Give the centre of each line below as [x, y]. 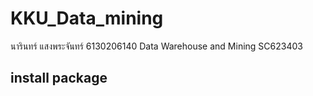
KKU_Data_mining [87, 18]
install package [59, 78]
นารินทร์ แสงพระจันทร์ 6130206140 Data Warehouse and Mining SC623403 [156, 46]
